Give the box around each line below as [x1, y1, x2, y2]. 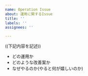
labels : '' [5, 20, 27, 26]
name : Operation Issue [5, 7, 51, 12]
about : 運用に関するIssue [5, 12, 53, 16]
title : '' [5, 16, 25, 21]
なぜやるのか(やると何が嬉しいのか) [12, 66, 84, 72]
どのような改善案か [12, 60, 51, 65]
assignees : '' [5, 25, 34, 30]
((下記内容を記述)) [5, 43, 41, 49]
